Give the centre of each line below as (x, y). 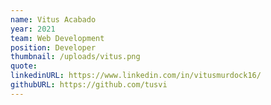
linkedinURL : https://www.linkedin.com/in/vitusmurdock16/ (136, 76)
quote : (24, 66)
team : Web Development (57, 38)
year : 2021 (33, 29)
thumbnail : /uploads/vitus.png (75, 57)
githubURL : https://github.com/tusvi (89, 85)
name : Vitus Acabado (53, 19)
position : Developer (53, 47)
